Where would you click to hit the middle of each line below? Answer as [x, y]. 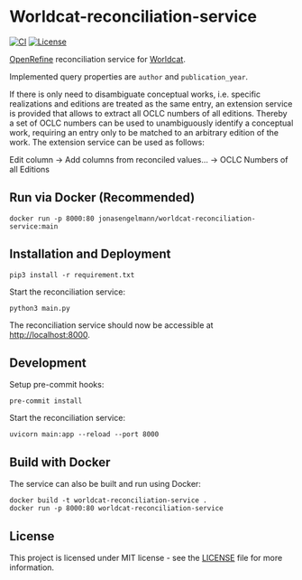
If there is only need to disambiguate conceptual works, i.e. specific [135, 94]
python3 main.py [40, 308]
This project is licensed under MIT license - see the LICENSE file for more [146, 558]
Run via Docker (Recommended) [102, 197]
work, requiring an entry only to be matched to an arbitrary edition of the [144, 132]
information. [32, 567]
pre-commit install [46, 401]
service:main [34, 226]
